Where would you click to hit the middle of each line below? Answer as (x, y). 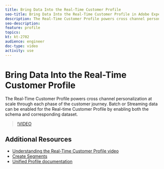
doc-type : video (21, 46)
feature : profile (23, 28)
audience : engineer (25, 42)
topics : (13, 32)
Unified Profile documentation (42, 162)
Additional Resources (38, 139)
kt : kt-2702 (17, 37)
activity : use (20, 50)
